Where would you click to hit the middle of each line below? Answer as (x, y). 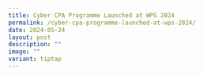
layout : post (30, 37)
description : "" (35, 45)
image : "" (25, 52)
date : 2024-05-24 (37, 30)
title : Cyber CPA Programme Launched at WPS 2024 (92, 15)
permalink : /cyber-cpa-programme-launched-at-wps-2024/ (102, 23)
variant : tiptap (35, 59)
